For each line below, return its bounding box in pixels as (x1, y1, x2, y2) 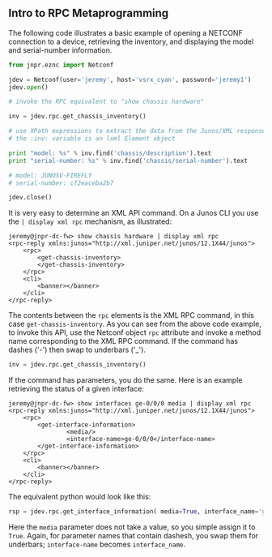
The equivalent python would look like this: (8, 492, 151, 502)
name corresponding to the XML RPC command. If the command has (8, 336, 239, 346)
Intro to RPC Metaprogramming (8, 6, 169, 20)
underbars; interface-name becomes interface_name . (8, 539, 186, 550)
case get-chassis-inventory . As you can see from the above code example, (8, 319, 261, 329)
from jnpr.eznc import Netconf (8, 61, 114, 69)
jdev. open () (8, 83, 49, 92)
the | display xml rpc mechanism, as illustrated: (8, 216, 172, 226)
